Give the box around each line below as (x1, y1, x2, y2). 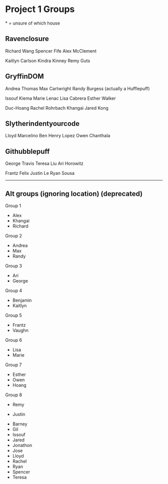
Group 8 (5, 392, 22, 398)
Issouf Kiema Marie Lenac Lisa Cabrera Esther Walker (5, 95, 116, 101)
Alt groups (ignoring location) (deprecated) (5, 189, 143, 198)
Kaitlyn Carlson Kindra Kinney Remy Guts (5, 58, 90, 64)
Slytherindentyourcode (5, 119, 80, 128)
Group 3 (5, 263, 22, 269)
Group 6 (5, 337, 22, 343)
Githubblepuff (5, 147, 50, 156)
